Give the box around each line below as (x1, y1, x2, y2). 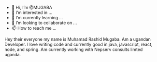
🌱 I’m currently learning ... (11, 15, 63, 20)
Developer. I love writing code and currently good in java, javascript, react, (4, 41, 153, 47)
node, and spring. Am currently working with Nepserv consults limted (4, 47, 143, 52)
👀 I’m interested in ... (11, 10, 53, 15)
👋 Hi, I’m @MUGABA (11, 5, 53, 10)
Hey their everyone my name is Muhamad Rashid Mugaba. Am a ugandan (4, 37, 151, 42)
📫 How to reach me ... (11, 25, 57, 31)
